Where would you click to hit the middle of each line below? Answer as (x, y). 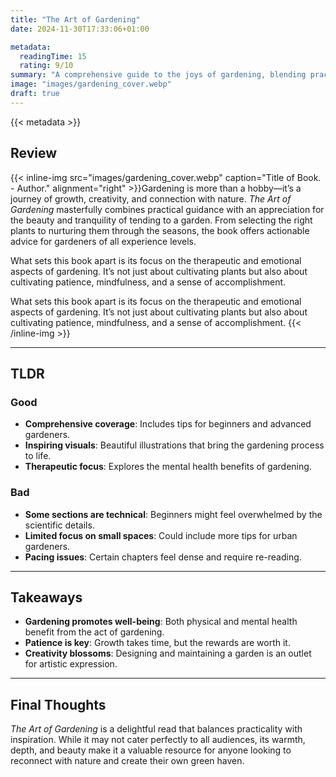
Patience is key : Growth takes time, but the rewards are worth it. (157, 643)
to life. (38, 456)
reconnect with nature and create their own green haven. (127, 761)
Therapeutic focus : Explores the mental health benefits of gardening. (168, 467)
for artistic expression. (71, 664)
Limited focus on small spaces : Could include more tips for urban (161, 535)
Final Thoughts (58, 704)
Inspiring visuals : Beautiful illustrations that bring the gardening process (174, 445)
